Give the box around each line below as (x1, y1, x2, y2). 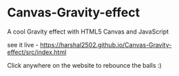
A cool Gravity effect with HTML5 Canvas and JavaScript (7, 27, 169, 36)
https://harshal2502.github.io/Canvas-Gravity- (40, 40, 172, 49)
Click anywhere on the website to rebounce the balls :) (7, 61, 162, 69)
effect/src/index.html (7, 48, 67, 56)
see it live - (7, 40, 39, 49)
